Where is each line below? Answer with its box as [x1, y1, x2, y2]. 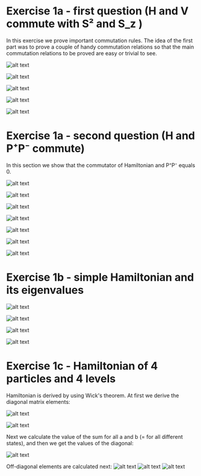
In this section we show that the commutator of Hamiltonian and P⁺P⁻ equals [6, 161, 196, 169]
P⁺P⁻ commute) [6, 142, 85, 156]
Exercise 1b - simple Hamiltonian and [6, 270, 194, 284]
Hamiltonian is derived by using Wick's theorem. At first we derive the [6, 392, 179, 399]
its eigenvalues [6, 284, 84, 297]
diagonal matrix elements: [6, 398, 70, 405]
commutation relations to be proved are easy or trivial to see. [6, 49, 158, 56]
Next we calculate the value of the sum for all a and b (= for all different [6, 433, 184, 440]
